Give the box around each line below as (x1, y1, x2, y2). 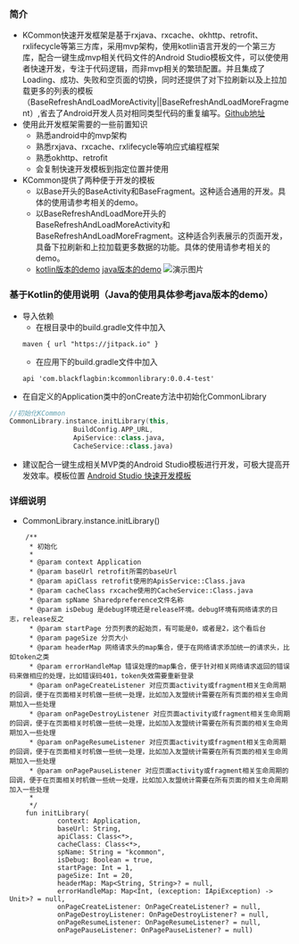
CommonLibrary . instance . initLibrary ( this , (9, 417, 170, 426)
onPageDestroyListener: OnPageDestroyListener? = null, (56, 910, 270, 920)
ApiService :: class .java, (72, 434, 166, 443)
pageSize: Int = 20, (56, 872, 134, 881)
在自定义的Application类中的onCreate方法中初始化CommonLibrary (21, 391, 267, 402)
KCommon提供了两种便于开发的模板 (21, 175, 155, 186)
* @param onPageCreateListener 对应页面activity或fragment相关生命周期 (29, 681, 287, 691)
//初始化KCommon (9, 409, 66, 418)
